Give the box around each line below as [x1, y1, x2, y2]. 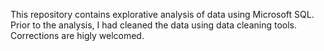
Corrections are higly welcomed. [10, 30, 145, 41]
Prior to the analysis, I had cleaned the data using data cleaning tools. [10, 19, 298, 31]
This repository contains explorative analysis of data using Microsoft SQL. [10, 9, 315, 20]
